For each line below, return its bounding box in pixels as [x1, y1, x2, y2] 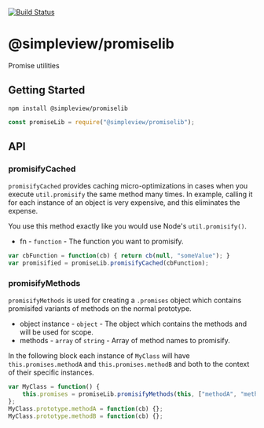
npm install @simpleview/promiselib [8, 104, 128, 112]
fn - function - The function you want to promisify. [19, 236, 184, 247]
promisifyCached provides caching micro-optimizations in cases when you [8, 181, 248, 191]
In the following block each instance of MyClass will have [8, 351, 190, 360]
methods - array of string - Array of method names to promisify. [19, 336, 230, 346]
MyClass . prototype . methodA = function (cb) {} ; [8, 404, 163, 412]
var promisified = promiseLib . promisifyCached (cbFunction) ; [8, 259, 210, 267]
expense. [8, 207, 38, 216]
